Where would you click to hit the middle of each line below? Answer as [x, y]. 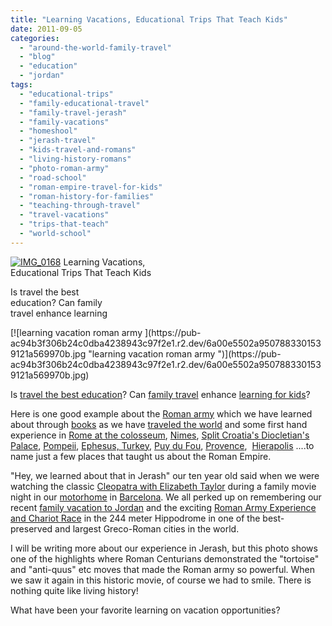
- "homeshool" [48, 131]
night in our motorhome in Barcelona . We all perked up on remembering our [166, 497]
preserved [31, 528]
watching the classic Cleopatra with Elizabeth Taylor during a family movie [163, 486]
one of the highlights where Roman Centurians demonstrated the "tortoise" [165, 558]
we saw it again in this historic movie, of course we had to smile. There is [161, 580]
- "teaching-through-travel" [80, 206]
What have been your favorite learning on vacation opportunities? [145, 610]
